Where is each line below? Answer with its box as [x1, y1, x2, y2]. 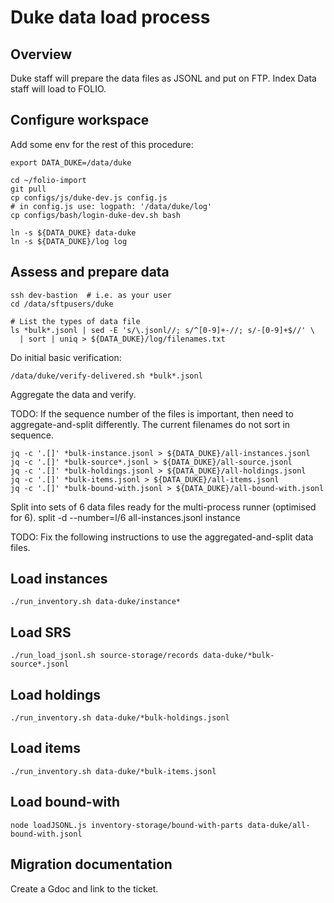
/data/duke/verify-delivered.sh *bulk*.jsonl [10, 371, 203, 381]
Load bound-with [10, 794, 121, 811]
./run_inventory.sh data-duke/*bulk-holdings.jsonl [10, 713, 230, 723]
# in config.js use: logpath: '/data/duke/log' [10, 201, 213, 211]
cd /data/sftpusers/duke [10, 299, 114, 309]
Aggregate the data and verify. [10, 388, 137, 400]
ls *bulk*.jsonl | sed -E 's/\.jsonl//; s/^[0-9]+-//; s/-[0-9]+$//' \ [10, 325, 315, 335]
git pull [10, 184, 47, 194]
